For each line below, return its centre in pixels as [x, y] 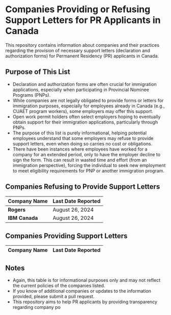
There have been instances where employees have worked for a [80, 149]
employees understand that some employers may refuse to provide [83, 138]
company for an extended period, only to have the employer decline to [87, 154]
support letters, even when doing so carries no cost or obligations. [82, 144]
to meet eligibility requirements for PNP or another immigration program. [88, 170]
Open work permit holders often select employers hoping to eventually [87, 117]
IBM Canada [23, 218]
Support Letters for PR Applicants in [83, 20]
